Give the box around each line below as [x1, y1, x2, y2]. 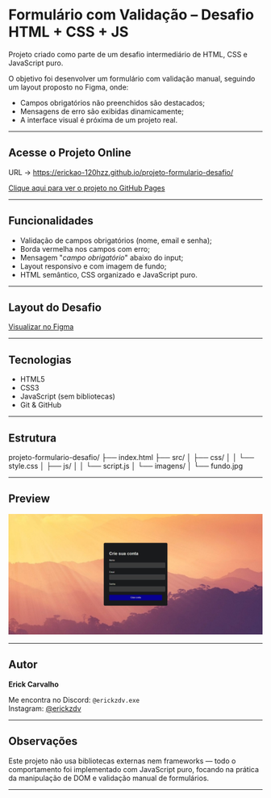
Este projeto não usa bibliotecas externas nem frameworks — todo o [8, 756, 236, 766]
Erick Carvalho [8, 679, 59, 689]
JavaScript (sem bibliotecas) [19, 391, 115, 401]
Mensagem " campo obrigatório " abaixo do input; [19, 253, 184, 262]
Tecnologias [8, 353, 72, 366]
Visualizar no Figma [8, 322, 74, 332]
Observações [8, 734, 78, 748]
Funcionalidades [8, 214, 94, 228]
